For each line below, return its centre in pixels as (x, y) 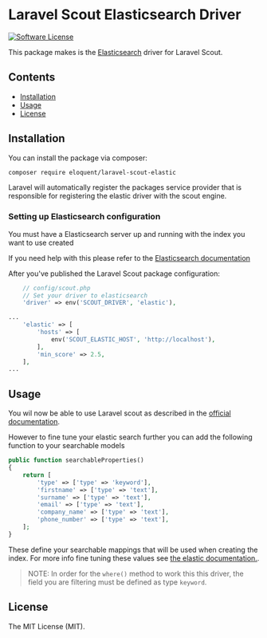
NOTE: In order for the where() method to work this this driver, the (136, 573)
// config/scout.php (57, 288)
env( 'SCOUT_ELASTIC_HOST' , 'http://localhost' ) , (133, 339)
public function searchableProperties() (77, 460)
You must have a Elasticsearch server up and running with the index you (127, 234)
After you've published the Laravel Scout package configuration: (114, 274)
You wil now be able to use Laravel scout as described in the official (120, 413)
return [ (37, 475)
